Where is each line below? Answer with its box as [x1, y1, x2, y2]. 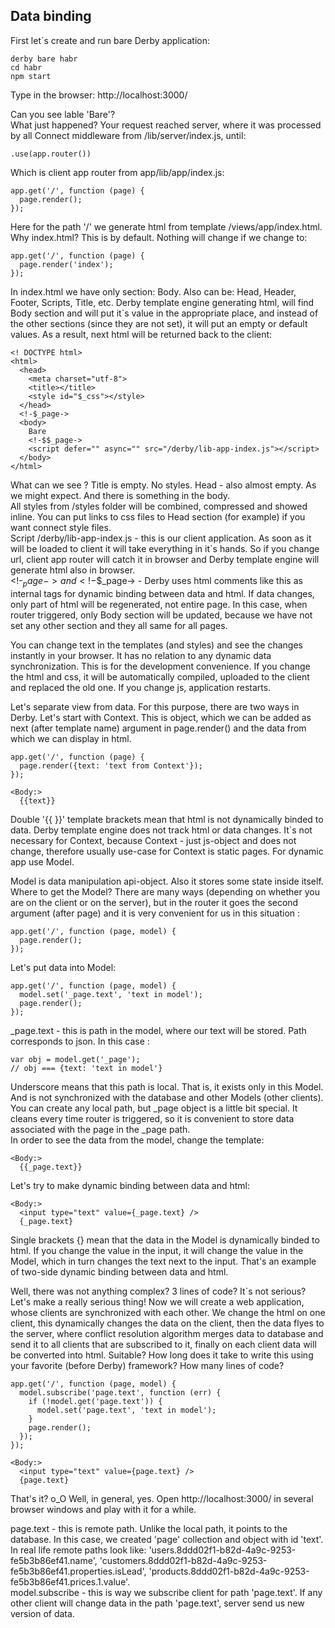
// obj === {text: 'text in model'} [10, 1063, 163, 1073]
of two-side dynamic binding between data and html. [10, 1265, 229, 1278]
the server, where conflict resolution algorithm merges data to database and [10, 1327, 324, 1339]
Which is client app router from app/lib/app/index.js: [10, 166, 225, 178]
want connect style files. [10, 521, 112, 533]
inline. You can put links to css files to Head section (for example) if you [10, 510, 306, 523]
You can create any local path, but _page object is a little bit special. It [10, 1102, 298, 1114]
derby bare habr [10, 54, 78, 64]
